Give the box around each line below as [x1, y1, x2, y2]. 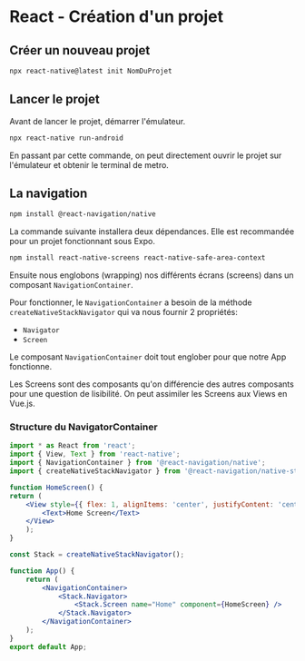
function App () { [9, 566, 75, 576]
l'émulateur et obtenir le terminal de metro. [9, 159, 170, 170]
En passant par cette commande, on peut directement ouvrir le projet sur [9, 150, 282, 161]
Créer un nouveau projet [9, 43, 151, 58]
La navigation [9, 185, 88, 201]
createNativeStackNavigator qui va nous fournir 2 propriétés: [9, 307, 238, 318]
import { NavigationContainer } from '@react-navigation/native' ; [9, 459, 266, 468]
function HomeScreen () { [9, 483, 103, 492]
